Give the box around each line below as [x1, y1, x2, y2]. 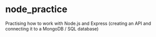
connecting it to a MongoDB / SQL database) [5, 25, 99, 31]
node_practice [5, 4, 67, 15]
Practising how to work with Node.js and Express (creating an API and [5, 20, 151, 26]
